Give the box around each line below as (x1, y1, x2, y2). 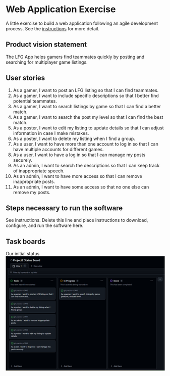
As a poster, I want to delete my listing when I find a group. (13, 135, 135, 142)
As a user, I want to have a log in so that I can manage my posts (13, 152, 146, 158)
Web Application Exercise (6, 4, 116, 15)
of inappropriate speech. (13, 168, 65, 174)
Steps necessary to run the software (6, 204, 123, 212)
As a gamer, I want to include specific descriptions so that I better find (13, 92, 159, 99)
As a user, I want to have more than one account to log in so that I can (13, 140, 158, 147)
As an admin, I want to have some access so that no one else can (13, 183, 149, 190)
